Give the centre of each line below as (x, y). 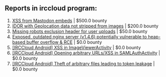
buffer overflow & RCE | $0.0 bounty (64, 42)
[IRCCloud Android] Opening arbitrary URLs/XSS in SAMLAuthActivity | (86, 53)
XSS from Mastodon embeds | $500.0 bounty (59, 20)
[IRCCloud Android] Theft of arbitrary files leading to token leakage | (83, 63)
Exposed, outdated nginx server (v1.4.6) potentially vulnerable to (79, 36)
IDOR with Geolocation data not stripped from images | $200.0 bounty (85, 26)
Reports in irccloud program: (51, 8)
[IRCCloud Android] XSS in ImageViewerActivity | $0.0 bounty (76, 47)
